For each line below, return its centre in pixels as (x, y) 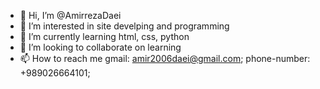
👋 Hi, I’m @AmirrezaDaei (70, 15)
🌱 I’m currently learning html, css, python (104, 36)
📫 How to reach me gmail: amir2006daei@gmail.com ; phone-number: (165, 58)
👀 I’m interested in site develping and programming (124, 26)
